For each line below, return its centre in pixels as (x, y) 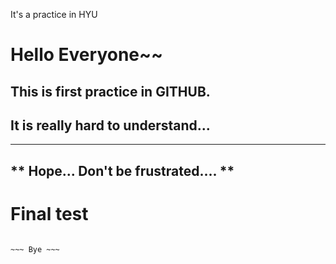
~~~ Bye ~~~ (35, 249)
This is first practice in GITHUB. (110, 91)
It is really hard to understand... (110, 125)
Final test (49, 213)
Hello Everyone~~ (87, 55)
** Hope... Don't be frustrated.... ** (122, 170)
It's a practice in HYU (54, 14)
